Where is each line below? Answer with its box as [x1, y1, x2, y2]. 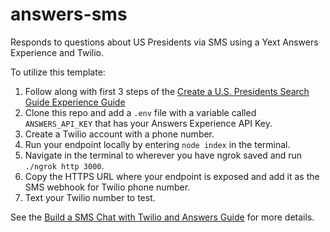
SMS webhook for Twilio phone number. [24, 181, 191, 193]
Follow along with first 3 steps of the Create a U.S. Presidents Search [24, 85, 310, 97]
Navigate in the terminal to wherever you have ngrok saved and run [24, 149, 303, 161]
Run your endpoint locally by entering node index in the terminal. [24, 138, 291, 150]
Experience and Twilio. [10, 46, 104, 58]
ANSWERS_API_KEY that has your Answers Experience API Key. [24, 117, 273, 129]
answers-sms [10, 3, 128, 26]
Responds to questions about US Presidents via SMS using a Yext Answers [10, 36, 319, 48]
